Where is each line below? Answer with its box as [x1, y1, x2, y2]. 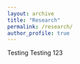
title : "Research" [7, 17, 61, 24]
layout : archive [7, 10, 54, 17]
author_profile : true [7, 29, 70, 37]
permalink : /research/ [7, 23, 73, 30]
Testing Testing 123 [7, 49, 63, 57]
